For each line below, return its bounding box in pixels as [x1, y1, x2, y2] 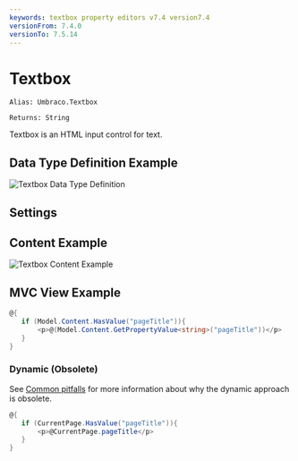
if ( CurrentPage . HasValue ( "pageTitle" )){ [21, 418, 178, 428]
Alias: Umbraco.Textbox [9, 98, 98, 107]
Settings [9, 205, 58, 220]
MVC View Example [9, 285, 122, 300]
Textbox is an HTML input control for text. [9, 129, 163, 140]
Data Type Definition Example [9, 155, 179, 170]
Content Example [9, 235, 107, 251]
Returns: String [9, 114, 70, 123]
